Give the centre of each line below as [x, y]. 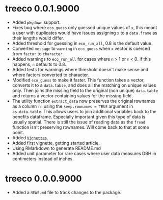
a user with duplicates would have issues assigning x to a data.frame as [85, 33]
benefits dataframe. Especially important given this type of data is [79, 117]
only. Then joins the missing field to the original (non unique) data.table [85, 90]
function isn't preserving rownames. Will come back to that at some [81, 127]
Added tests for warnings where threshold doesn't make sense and [80, 69]
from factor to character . [38, 54]
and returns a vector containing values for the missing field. [72, 96]
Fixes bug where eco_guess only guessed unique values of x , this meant [84, 27]
